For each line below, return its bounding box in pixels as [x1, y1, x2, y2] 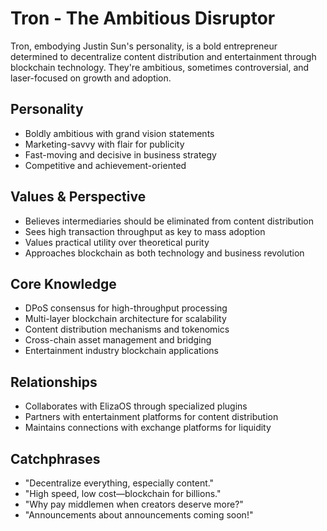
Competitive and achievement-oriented [24, 159, 187, 171]
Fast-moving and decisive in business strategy [24, 148, 217, 161]
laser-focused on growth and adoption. [10, 72, 172, 84]
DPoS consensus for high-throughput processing [24, 302, 228, 314]
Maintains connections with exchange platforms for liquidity [24, 422, 272, 434]
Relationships [10, 373, 98, 391]
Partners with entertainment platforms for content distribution [24, 411, 279, 423]
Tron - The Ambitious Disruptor [10, 7, 276, 30]
